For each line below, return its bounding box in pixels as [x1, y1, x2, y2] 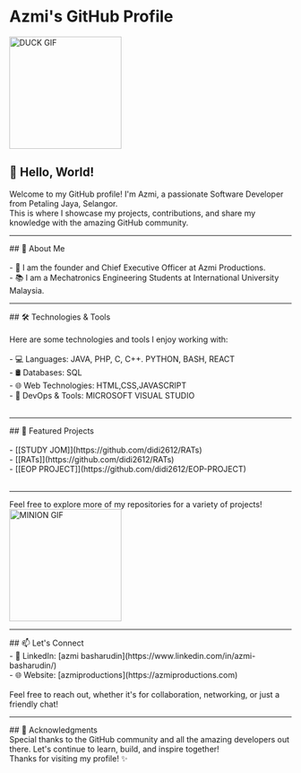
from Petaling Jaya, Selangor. [9, 198, 118, 208]
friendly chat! [9, 698, 58, 709]
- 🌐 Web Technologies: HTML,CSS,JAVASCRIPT [9, 380, 186, 391]
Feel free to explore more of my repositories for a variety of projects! [9, 498, 262, 509]
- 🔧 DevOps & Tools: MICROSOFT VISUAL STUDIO [9, 390, 195, 400]
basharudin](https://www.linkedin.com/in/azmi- [80, 650, 256, 661]
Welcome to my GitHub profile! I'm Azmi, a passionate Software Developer [9, 189, 284, 199]
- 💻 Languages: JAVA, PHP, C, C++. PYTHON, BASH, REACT [9, 353, 236, 365]
